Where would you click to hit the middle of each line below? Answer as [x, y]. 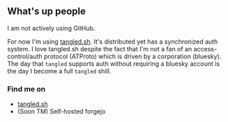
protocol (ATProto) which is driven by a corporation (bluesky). [133, 56]
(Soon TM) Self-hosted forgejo [61, 112]
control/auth [25, 56]
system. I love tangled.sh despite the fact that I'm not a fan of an [100, 49]
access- [205, 49]
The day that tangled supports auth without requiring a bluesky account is [114, 63]
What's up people [46, 11]
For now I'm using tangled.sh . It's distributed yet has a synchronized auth [113, 42]
